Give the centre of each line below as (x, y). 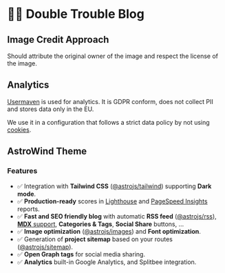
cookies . (19, 130)
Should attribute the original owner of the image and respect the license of (113, 56)
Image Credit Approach (58, 40)
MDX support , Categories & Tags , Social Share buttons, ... (100, 224)
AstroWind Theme (47, 151)
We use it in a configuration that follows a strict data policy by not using (108, 122)
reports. (28, 209)
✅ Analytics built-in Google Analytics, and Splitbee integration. (107, 262)
